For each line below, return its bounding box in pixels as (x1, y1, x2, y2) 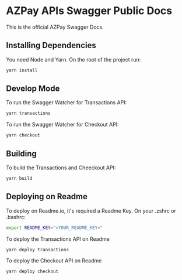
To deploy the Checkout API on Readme (6, 257, 102, 264)
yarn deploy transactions (6, 247, 69, 252)
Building (6, 148, 37, 159)
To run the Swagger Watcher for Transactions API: (6, 99, 127, 106)
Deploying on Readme (6, 192, 88, 202)
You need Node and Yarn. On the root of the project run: (6, 56, 141, 63)
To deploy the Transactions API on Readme (6, 235, 110, 243)
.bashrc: (6, 213, 26, 220)
